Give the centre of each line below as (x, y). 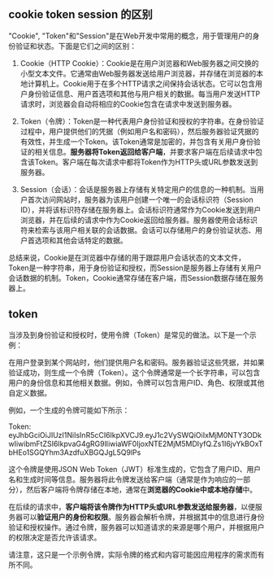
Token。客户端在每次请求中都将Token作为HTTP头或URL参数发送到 (146, 162)
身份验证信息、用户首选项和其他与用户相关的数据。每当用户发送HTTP (144, 94)
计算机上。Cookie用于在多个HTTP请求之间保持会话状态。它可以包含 (141, 83)
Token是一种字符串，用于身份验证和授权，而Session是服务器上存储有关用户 (135, 268)
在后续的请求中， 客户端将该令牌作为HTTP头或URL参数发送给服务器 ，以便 (132, 506)
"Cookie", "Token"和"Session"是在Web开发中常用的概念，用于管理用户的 (130, 36)
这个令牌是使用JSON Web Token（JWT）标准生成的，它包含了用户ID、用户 (135, 469)
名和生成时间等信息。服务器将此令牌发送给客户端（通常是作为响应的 (122, 479)
